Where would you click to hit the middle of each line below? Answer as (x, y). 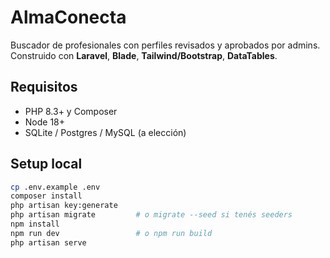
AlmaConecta (68, 17)
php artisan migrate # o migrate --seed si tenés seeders (151, 215)
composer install (46, 196)
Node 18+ (45, 122)
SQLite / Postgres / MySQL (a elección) (105, 132)
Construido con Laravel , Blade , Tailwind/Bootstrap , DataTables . (144, 55)
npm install (35, 224)
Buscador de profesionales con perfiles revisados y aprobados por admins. (165, 45)
